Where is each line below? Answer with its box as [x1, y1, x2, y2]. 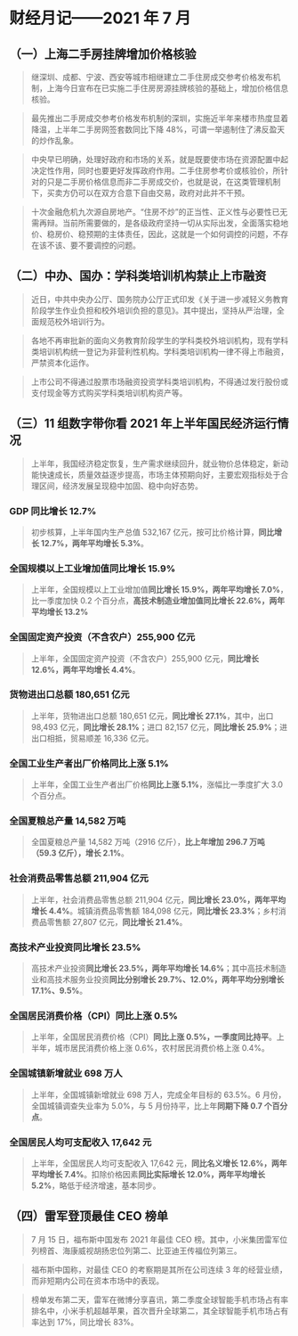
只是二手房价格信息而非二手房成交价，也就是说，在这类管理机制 [46, 176, 281, 187]
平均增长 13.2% [30, 607, 89, 618]
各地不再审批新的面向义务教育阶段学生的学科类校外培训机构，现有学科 [30, 335, 289, 346]
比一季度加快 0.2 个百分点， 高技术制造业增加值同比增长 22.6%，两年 [30, 595, 286, 606]
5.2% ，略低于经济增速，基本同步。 [30, 1180, 161, 1191]
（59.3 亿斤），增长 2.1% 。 [30, 848, 129, 858]
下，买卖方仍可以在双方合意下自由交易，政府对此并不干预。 [30, 188, 250, 198]
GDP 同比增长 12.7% [9, 504, 97, 517]
